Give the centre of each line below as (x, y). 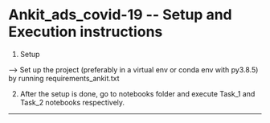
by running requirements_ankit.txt (64, 78)
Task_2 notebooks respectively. (72, 102)
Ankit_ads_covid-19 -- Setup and (120, 15)
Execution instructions (86, 32)
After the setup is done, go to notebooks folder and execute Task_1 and (137, 93)
